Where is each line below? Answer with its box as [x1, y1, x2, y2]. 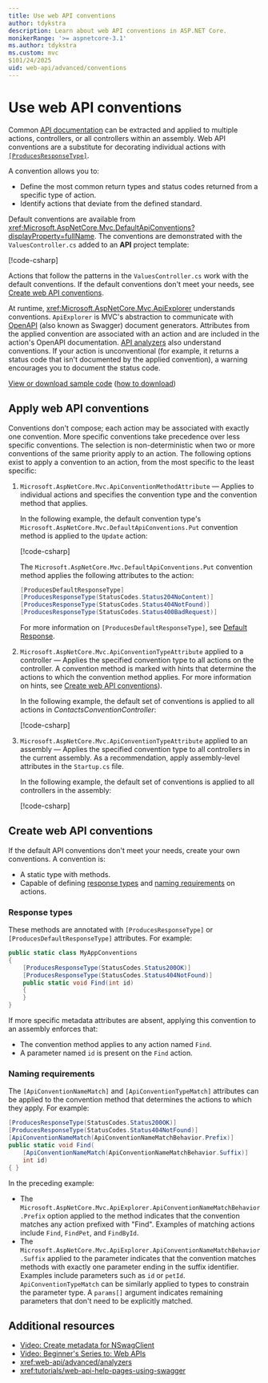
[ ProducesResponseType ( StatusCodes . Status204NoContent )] [19, 593, 214, 601]
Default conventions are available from [8, 214, 136, 224]
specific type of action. [19, 190, 97, 200]
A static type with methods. [19, 869, 110, 879]
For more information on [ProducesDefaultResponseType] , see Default [19, 623, 248, 632]
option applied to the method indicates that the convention [46, 1211, 240, 1220]
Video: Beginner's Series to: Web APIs [19, 1349, 146, 1359]
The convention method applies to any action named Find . [19, 1040, 212, 1049]
